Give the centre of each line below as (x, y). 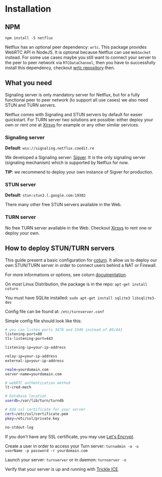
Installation (28, 9)
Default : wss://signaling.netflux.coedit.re (50, 148)
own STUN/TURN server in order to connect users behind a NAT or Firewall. (81, 265)
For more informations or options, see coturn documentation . (66, 274)
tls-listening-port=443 (29, 339)
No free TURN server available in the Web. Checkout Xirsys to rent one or (78, 228)
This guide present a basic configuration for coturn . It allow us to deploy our (81, 260)
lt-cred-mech (18, 388)
